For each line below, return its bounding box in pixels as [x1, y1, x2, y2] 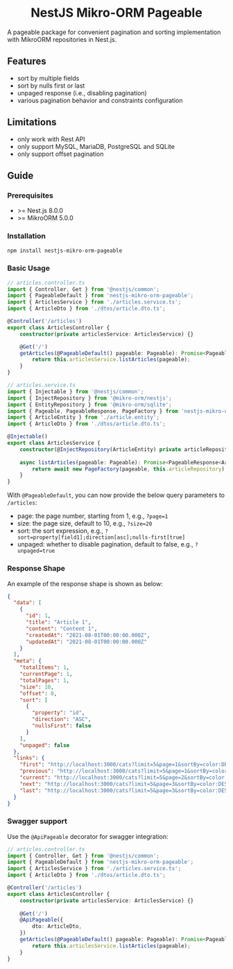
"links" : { [13, 755, 45, 762]
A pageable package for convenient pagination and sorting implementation [7, 28, 221, 36]
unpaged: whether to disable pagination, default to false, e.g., [17, 540, 193, 549]
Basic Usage [7, 263, 51, 273]
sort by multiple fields [17, 74, 80, 82]
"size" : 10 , [19, 684, 54, 691]
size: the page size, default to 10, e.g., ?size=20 [17, 519, 153, 528]
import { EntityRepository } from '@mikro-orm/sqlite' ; [7, 401, 172, 408]
